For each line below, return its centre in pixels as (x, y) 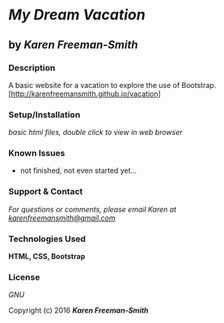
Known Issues (37, 153)
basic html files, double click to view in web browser (96, 132)
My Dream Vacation (77, 15)
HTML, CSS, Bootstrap (47, 257)
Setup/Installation (44, 115)
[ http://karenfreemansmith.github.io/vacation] (85, 94)
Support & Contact (46, 191)
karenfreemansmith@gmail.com (62, 218)
